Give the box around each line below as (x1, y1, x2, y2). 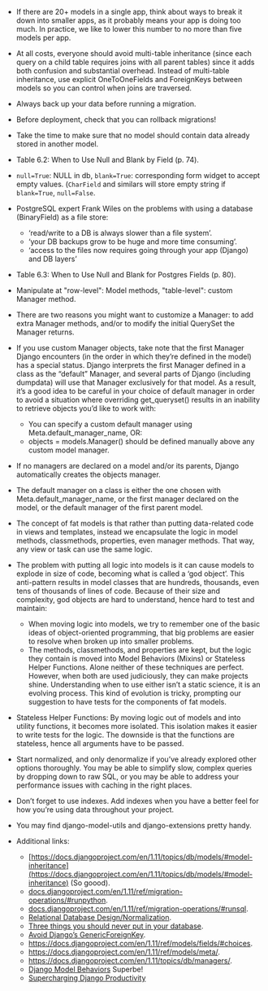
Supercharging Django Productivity (28, 973, 146, 983)
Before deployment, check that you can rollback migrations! (15, 115, 217, 124)
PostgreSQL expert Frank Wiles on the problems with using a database (15, 203, 253, 213)
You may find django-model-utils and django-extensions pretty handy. (15, 821, 252, 830)
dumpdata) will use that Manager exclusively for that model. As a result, (15, 378, 257, 387)
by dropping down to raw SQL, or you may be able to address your (15, 772, 240, 781)
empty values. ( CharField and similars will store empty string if (15, 179, 226, 189)
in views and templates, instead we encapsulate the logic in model (15, 527, 238, 536)
